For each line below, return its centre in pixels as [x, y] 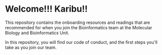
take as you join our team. [31, 47]
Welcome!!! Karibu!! [47, 9]
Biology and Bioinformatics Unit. [37, 33]
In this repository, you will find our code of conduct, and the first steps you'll [81, 42]
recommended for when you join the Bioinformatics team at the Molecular [79, 27]
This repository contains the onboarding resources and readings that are [78, 22]
